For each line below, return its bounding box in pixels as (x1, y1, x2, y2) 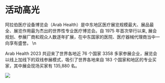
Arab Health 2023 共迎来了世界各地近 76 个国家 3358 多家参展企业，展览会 (5, 50, 158, 56)
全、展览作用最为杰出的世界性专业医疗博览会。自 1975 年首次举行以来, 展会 (5, 28, 157, 33)
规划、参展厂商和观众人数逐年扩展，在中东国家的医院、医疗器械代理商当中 (5, 34, 156, 40)
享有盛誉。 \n (9, 40, 37, 46)
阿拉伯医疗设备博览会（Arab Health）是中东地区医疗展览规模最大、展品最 (5, 22, 154, 28)
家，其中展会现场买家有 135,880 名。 (5, 62, 80, 69)
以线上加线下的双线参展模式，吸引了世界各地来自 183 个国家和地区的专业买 (5, 56, 157, 62)
